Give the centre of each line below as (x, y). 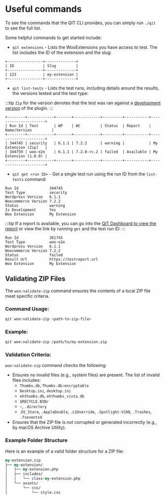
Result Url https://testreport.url (52, 259)
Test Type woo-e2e (35, 242)
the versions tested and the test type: (50, 93)
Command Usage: (27, 309)
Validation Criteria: (28, 355)
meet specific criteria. (27, 296)
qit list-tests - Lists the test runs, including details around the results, (86, 88)
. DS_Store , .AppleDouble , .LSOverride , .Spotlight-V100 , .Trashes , (86, 412)
